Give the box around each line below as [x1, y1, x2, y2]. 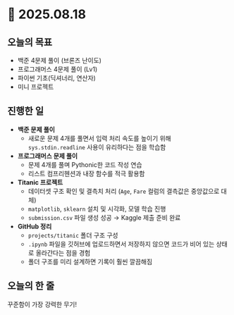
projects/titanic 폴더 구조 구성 [27, 230, 118, 239]
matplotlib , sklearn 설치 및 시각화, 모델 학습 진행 [27, 204, 166, 213]
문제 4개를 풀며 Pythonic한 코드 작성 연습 [27, 160, 142, 168]
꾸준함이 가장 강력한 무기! [7, 299, 78, 309]
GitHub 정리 [17, 222, 52, 230]
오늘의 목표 [7, 36, 53, 48]
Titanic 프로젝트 [17, 178, 63, 186]
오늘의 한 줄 [7, 280, 55, 292]
